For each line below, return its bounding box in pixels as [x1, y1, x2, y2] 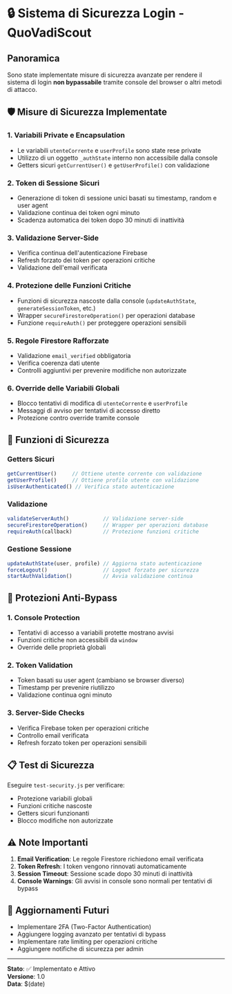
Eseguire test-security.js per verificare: [7, 781, 126, 789]
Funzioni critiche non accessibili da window [17, 636, 138, 644]
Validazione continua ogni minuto [17, 691, 113, 699]
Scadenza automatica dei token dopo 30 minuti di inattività [17, 216, 185, 224]
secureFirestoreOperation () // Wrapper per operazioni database [7, 521, 209, 529]
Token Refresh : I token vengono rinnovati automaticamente [17, 862, 187, 871]
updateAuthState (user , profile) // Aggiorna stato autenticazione [7, 560, 202, 567]
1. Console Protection [7, 612, 81, 622]
